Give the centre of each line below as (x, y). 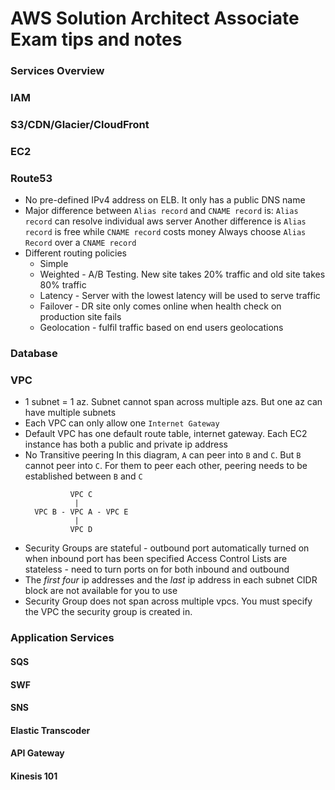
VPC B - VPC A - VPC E (81, 512)
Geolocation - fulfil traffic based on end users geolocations (161, 328)
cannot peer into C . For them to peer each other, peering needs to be (166, 466)
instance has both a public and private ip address (126, 444)
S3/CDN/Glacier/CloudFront (80, 124)
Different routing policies (76, 253)
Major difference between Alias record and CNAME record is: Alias (161, 211)
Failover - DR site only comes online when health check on (160, 306)
